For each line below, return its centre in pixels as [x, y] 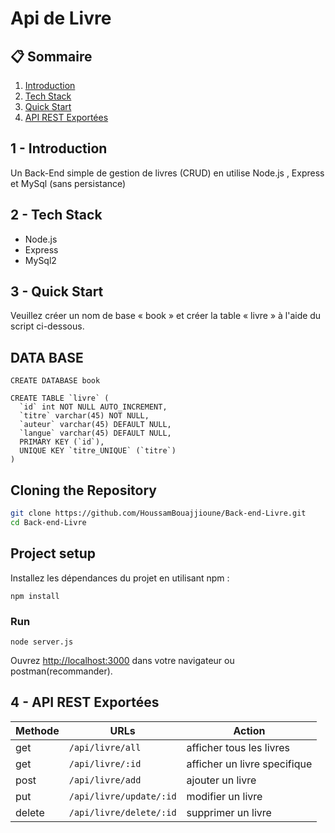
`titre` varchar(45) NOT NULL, [84, 416]
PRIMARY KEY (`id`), [62, 442]
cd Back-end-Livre [48, 522]
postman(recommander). [61, 671]
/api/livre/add [105, 780]
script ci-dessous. [47, 326]
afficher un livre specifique [249, 764]
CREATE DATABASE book [55, 381]
